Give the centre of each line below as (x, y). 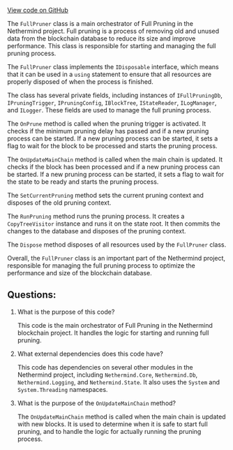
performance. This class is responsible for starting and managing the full (112, 46)
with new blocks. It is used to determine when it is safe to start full (112, 424)
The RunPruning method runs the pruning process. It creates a (96, 216)
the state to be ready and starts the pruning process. (83, 182)
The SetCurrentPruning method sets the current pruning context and (105, 195)
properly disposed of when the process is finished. (80, 82)
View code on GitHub (38, 10)
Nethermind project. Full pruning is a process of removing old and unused (113, 31)
